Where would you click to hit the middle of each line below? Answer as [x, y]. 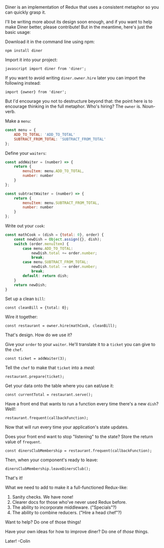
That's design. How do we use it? [39, 335]
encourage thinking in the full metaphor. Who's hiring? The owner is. [73, 106]
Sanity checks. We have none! [43, 497]
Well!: [11, 409]
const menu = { [21, 130]
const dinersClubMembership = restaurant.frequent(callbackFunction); [79, 451]
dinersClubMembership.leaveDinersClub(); [48, 469]
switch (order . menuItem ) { [41, 244]
